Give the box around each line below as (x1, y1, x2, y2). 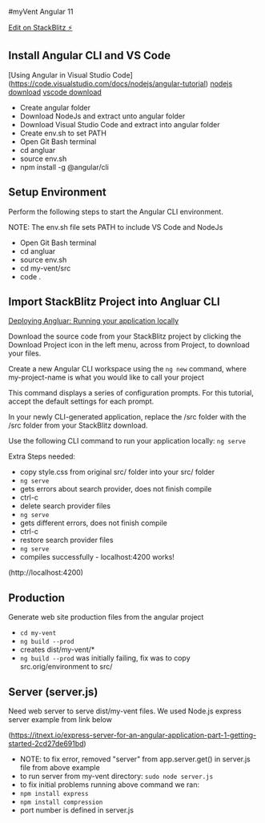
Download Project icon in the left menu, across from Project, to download (8, 340, 250, 350)
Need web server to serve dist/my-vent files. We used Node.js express (8, 706, 242, 716)
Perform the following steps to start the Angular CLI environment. (8, 207, 224, 216)
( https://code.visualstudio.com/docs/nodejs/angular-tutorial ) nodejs (8, 78, 233, 88)
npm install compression (19, 798, 103, 807)
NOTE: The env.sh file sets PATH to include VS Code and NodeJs (8, 222, 223, 231)
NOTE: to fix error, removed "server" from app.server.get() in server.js (19, 754, 251, 764)
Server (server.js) (8, 684, 98, 699)
